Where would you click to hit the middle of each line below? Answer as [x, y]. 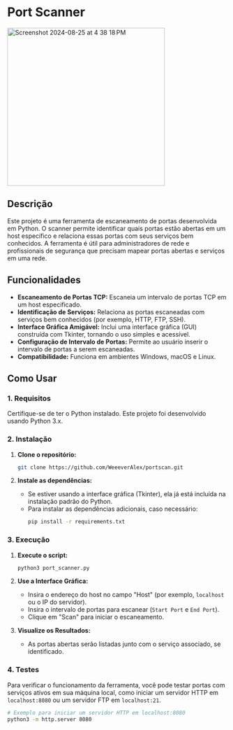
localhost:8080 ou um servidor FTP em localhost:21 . [84, 700]
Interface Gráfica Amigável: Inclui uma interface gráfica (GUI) [107, 327]
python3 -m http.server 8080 [50, 719]
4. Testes [23, 670]
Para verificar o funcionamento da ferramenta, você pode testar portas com [116, 685]
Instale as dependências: [54, 481]
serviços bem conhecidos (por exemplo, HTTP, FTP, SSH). [102, 319]
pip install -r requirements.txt [76, 522]
